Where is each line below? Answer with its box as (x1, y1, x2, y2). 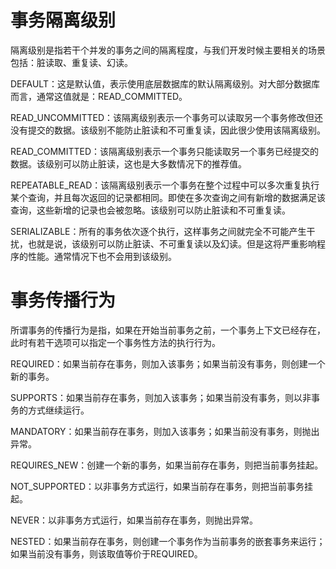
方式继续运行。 (27, 404, 90, 416)
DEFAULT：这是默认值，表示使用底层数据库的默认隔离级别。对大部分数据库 (10, 77, 320, 90)
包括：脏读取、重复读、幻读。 (10, 56, 133, 68)
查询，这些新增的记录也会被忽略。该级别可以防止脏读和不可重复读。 (10, 204, 291, 216)
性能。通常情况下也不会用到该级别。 (27, 250, 177, 262)
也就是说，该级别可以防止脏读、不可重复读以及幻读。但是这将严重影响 (27, 237, 317, 250)
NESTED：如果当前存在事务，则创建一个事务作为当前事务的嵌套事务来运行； (10, 535, 326, 547)
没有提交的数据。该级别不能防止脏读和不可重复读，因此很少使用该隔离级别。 (10, 124, 326, 136)
